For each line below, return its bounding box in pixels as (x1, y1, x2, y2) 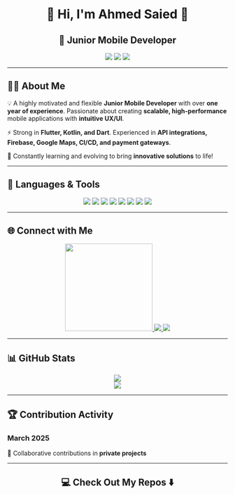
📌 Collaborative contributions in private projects (7, 449, 147, 457)
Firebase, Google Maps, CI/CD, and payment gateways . (7, 138, 171, 146)
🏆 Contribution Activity (7, 408, 114, 420)
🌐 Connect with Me (7, 225, 93, 237)
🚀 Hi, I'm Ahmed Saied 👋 (46, 6, 189, 22)
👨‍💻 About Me (7, 80, 66, 92)
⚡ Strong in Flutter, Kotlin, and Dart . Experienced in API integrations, (7, 128, 208, 136)
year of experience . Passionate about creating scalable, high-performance (7, 106, 227, 115)
